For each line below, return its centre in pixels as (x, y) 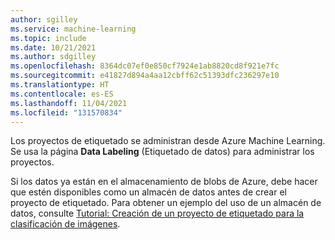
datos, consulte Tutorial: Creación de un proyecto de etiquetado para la (157, 213)
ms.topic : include (48, 38)
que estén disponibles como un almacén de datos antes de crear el (148, 192)
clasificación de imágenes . (65, 224)
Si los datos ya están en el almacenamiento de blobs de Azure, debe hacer (164, 182)
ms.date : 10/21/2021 (53, 47)
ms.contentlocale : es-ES (62, 94)
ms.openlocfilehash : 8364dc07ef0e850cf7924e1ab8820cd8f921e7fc (145, 66)
